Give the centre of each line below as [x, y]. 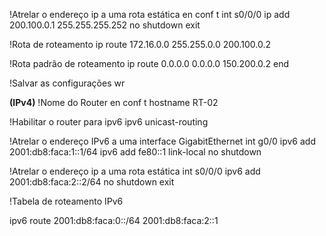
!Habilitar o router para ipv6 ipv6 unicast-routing [109, 122]
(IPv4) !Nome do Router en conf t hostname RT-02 [114, 102]
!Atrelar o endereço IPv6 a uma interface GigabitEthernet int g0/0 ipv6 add [162, 141]
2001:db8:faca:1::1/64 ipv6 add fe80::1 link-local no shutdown [135, 152]
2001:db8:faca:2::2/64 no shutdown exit [92, 182]
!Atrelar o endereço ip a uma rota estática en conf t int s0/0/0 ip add [150, 14]
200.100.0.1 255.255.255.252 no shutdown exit [105, 25]
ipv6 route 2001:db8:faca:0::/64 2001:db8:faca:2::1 [114, 220]
